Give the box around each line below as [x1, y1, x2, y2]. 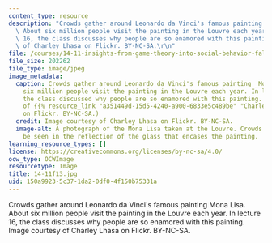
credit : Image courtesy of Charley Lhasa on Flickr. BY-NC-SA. [15, 117, 233, 126]
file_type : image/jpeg [8, 65, 85, 73]
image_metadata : [8, 72, 63, 80]
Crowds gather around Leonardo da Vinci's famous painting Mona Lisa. [8, 199, 246, 209]
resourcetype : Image [8, 163, 79, 171]
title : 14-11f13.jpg [8, 170, 79, 178]
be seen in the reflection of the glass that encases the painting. [23, 132, 259, 140]
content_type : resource [8, 11, 89, 20]
